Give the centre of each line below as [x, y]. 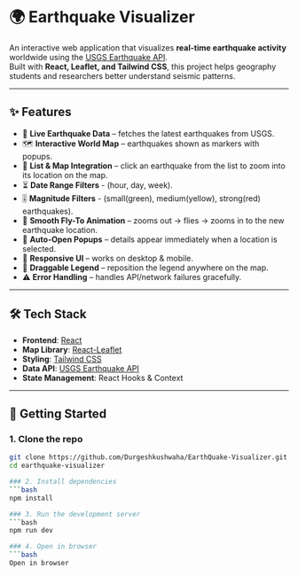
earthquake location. [59, 230]
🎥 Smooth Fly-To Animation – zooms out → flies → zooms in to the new [153, 220]
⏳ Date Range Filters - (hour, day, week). [97, 185]
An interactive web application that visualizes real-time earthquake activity [148, 47]
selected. [39, 248]
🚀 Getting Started [58, 413]
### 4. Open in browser [53, 547]
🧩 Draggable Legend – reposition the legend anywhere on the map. [145, 268]
